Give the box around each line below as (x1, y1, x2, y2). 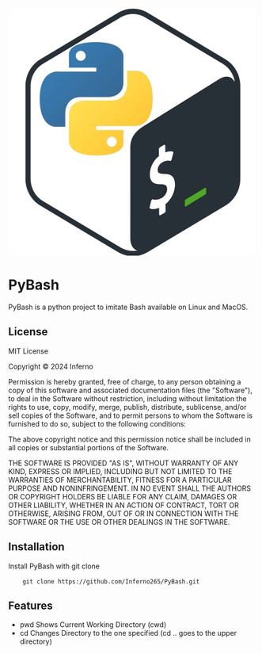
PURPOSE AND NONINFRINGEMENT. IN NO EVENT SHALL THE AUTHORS (8, 484, 252, 493)
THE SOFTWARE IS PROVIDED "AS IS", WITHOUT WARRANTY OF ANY (8, 458, 239, 468)
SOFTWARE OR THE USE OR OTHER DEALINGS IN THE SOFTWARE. (8, 517, 230, 526)
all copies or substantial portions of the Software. (8, 442, 169, 452)
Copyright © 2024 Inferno (8, 361, 93, 371)
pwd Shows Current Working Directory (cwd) (19, 620, 167, 629)
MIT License (8, 346, 49, 356)
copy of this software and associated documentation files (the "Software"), (8, 385, 253, 395)
